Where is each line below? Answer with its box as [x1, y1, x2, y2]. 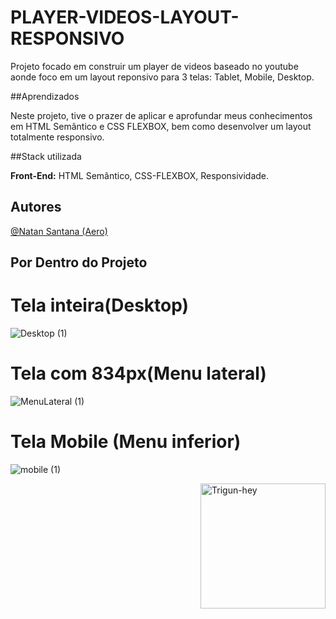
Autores [10, 199, 62, 216]
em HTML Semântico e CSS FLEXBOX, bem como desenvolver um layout [10, 120, 312, 132]
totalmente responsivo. [10, 131, 105, 143]
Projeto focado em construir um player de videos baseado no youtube [10, 60, 299, 72]
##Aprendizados [10, 90, 80, 102]
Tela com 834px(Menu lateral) [10, 362, 267, 385]
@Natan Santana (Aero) [10, 225, 108, 237]
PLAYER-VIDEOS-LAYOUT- [10, 6, 240, 29]
